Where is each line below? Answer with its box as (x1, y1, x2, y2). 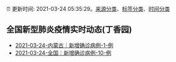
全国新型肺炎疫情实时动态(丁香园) (6, 25, 132, 35)
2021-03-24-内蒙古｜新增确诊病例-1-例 (15, 42, 113, 49)
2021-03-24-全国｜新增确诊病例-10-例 (15, 49, 112, 56)
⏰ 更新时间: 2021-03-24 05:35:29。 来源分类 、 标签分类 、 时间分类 (6, 5, 170, 12)
